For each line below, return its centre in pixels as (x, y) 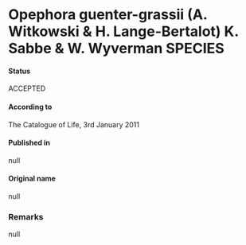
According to (30, 107)
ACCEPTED (27, 88)
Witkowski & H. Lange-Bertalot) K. (123, 31)
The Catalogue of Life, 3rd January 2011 (74, 124)
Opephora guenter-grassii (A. (108, 15)
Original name (32, 179)
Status (20, 71)
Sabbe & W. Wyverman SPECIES (116, 49)
